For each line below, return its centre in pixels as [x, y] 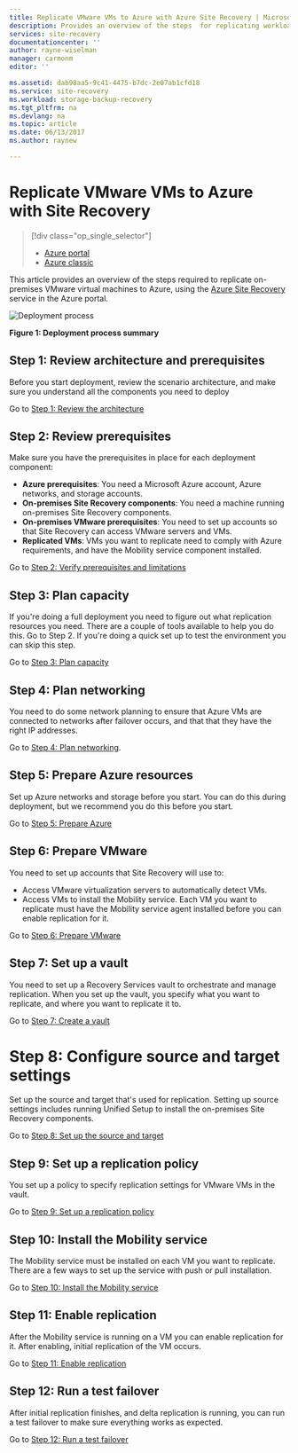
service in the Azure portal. [59, 298]
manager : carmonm [41, 59]
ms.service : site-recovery [59, 91]
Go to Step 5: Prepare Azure [61, 823]
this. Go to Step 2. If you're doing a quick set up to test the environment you [148, 636]
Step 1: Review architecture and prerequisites [137, 361]
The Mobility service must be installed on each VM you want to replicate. [142, 1261]
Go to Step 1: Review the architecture [77, 408]
